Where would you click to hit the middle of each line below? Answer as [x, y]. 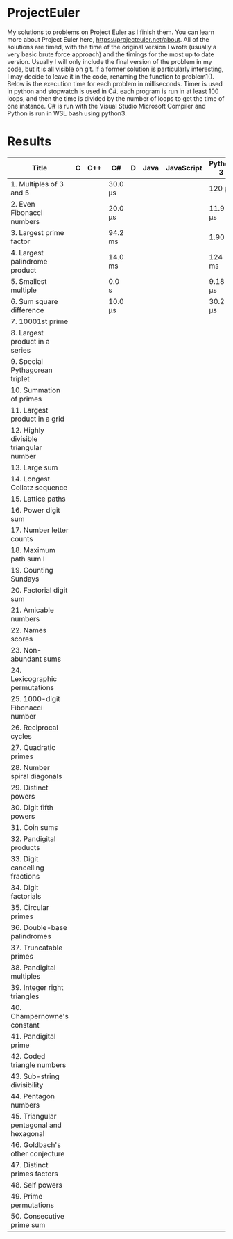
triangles [25, 996]
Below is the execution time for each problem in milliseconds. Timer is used [115, 83]
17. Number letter [40, 530]
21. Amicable [32, 610]
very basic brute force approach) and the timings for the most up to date [111, 54]
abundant [26, 659]
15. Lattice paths [38, 499]
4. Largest [27, 253]
